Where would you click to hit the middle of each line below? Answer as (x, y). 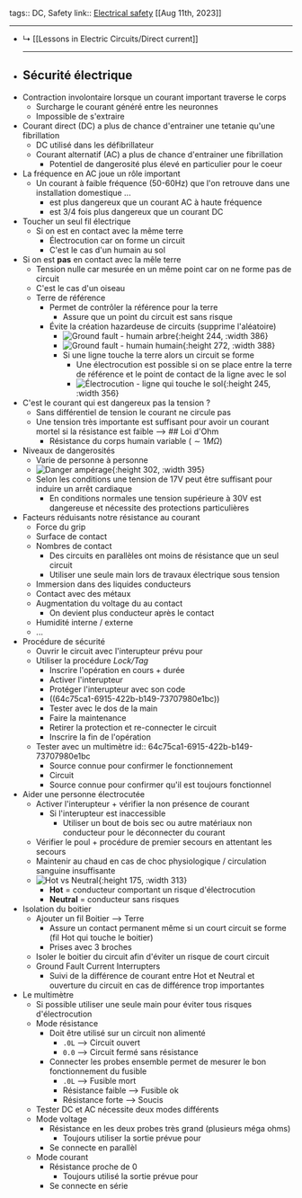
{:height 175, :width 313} (143, 880)
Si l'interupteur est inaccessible (107, 813)
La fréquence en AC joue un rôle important (102, 173)
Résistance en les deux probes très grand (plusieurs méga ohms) (170, 1128)
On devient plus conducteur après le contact (132, 612)
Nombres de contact (74, 546)
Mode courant (62, 1157)
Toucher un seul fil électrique (76, 221)
